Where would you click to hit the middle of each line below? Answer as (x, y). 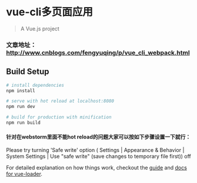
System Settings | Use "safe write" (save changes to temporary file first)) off (98, 157)
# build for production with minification (59, 117)
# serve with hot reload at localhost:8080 (60, 101)
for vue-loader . (24, 174)
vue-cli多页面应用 (49, 12)
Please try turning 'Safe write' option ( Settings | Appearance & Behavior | (95, 150)
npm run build (24, 123)
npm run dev (21, 107)
